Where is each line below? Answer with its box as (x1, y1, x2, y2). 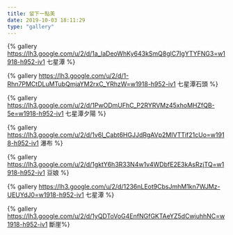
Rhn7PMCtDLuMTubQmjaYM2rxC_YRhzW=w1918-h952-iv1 (7, 80, 176, 88)
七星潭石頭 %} (177, 80, 218, 88)
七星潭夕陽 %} (65, 109, 106, 118)
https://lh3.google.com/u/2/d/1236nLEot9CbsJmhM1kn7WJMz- (38, 182, 220, 191)
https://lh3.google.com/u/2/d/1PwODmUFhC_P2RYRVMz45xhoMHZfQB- (7, 102, 215, 110)
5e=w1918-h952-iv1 (7, 109, 64, 118)
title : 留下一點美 (7, 10, 56, 17)
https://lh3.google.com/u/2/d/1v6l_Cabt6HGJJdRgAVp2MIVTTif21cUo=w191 (7, 131, 225, 139)
